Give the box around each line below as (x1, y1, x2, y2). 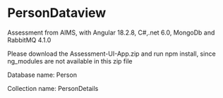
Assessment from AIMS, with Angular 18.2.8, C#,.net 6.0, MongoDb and (7, 28, 215, 37)
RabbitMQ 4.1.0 (7, 35, 52, 44)
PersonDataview (7, 5, 107, 21)
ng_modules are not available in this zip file (7, 56, 133, 65)
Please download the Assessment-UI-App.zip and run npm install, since (7, 49, 217, 58)
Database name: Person (7, 71, 78, 79)
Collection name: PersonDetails (7, 84, 99, 92)
